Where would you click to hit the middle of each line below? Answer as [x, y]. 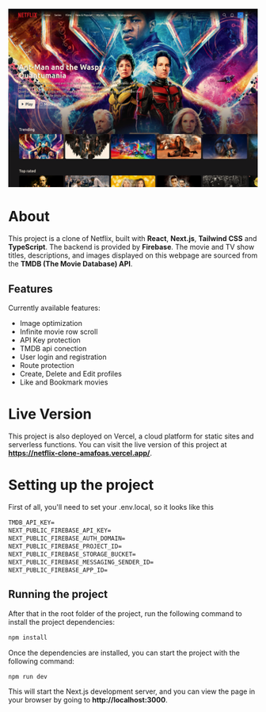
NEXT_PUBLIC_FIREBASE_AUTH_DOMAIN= [67, 538]
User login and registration [63, 357]
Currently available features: [54, 308]
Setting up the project [81, 485]
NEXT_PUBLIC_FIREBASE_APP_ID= [58, 570]
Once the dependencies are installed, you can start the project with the [124, 653]
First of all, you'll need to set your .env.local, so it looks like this [111, 507]
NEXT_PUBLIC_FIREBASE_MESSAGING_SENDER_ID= [81, 562]
